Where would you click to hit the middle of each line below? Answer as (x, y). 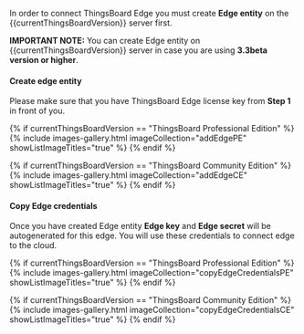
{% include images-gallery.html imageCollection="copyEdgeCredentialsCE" (152, 310)
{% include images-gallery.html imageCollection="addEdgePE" (128, 138)
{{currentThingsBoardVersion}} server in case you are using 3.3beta (138, 50)
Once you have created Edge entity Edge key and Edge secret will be (141, 226)
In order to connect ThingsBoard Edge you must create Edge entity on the (149, 13)
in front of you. (37, 111)
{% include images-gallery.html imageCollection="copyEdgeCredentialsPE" (152, 273)
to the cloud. (33, 245)
